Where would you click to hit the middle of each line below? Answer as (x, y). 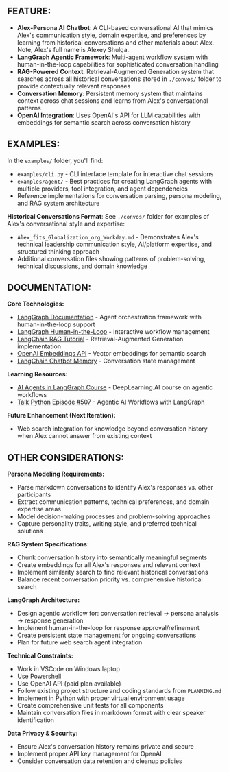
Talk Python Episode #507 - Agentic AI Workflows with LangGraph (111, 402)
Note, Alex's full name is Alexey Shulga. (73, 49)
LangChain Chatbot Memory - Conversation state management (106, 361)
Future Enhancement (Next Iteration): (61, 415)
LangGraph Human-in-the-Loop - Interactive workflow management (113, 332)
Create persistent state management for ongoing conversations (107, 635)
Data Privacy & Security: (43, 734)
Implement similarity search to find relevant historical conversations (112, 572)
